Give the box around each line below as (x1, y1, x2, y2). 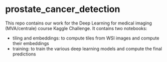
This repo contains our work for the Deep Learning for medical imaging (5, 20, 152, 26)
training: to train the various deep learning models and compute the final (12, 45, 162, 51)
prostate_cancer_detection (5, 3, 120, 15)
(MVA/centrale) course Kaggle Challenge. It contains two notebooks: (5, 25, 147, 31)
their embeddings (12, 40, 49, 46)
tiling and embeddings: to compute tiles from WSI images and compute (12, 35, 159, 41)
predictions (12, 51, 36, 57)
